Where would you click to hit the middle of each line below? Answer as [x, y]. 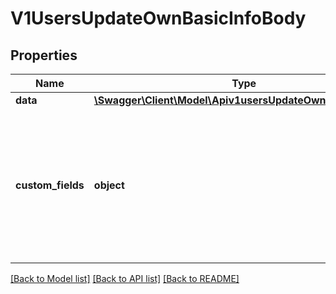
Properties [44, 55]
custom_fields [50, 185]
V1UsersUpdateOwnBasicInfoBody [158, 18]
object [109, 185]
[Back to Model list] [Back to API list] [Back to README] [125, 278]
